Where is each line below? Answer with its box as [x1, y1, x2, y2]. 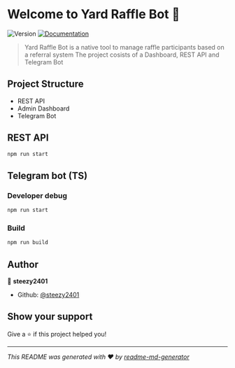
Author [7, 258, 38, 270]
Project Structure [7, 78, 84, 90]
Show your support [7, 311, 93, 323]
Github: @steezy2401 [17, 290, 80, 299]
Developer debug [7, 190, 68, 200]
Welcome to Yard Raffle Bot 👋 [7, 6, 180, 22]
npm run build [7, 239, 49, 246]
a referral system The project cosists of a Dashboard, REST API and [24, 50, 220, 59]
